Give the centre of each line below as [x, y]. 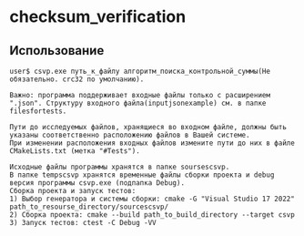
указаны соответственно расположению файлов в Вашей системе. [130, 135]
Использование [57, 51]
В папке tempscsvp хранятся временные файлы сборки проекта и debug [142, 175]
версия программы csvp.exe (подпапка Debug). [97, 183]
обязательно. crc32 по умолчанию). [77, 79]
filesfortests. [38, 111]
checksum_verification [98, 17]
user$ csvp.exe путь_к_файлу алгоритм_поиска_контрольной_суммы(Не [140, 71]
